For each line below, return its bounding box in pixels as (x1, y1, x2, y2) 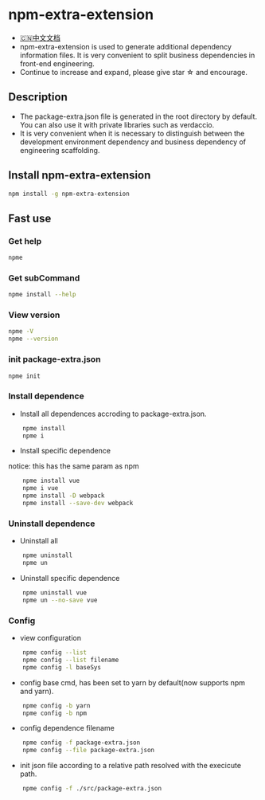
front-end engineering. (19, 58, 95, 69)
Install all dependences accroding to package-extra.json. (19, 409, 207, 418)
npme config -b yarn (22, 701, 91, 710)
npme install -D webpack (22, 492, 105, 500)
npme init (8, 372, 41, 380)
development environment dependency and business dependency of (19, 137, 247, 147)
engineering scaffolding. (19, 145, 100, 155)
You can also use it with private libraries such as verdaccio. (19, 120, 215, 129)
